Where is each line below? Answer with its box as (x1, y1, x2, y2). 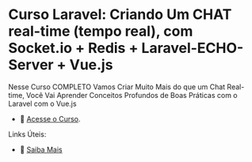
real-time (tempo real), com (8, 22, 193, 40)
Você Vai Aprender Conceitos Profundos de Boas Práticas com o (26, 90, 238, 100)
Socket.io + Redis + (8, 40, 139, 57)
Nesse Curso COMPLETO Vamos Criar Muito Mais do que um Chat (8, 81, 226, 92)
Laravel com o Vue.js (8, 99, 77, 108)
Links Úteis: (8, 129, 47, 139)
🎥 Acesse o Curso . (19, 114, 81, 123)
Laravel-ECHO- (141, 40, 244, 57)
